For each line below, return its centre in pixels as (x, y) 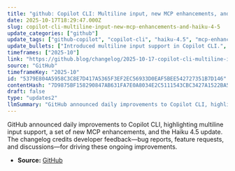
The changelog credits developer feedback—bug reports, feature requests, (115, 139)
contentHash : (26, 85)
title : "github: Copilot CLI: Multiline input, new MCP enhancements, (112, 14)
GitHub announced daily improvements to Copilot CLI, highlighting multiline (115, 124)
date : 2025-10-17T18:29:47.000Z (54, 20)
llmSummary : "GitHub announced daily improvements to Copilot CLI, (108, 105)
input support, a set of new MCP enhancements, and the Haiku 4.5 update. (115, 132)
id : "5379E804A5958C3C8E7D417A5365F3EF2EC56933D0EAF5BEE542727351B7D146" (117, 79)
